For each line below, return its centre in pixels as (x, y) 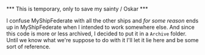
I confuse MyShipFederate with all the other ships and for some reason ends (103, 20)
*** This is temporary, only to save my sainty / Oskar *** (77, 9)
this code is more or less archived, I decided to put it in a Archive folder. (97, 34)
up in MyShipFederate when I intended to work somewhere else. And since (101, 27)
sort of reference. (28, 46)
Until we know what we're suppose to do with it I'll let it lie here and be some (103, 40)
